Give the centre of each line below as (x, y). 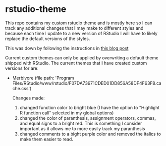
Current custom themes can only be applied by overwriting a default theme (82, 57)
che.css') (22, 88)
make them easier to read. (46, 139)
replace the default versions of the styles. (48, 39)
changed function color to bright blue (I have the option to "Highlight (89, 107)
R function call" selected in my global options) (67, 113)
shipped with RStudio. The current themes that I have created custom (76, 63)
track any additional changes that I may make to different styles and (74, 28)
